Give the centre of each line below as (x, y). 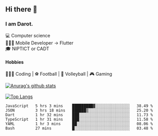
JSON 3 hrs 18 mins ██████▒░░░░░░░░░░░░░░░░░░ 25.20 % (79, 110)
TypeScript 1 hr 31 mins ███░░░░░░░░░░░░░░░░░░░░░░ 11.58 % (79, 119)
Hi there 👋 (21, 9)
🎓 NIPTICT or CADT (27, 49)
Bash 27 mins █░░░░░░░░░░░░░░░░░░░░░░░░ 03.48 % (79, 128)
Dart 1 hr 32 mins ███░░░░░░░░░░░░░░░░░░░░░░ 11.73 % (79, 115)
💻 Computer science (28, 35)
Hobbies (15, 62)
